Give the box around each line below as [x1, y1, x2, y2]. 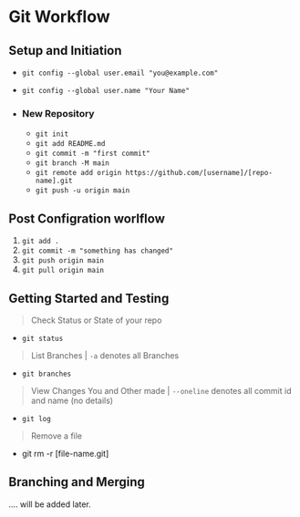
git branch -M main [35, 159, 110, 168]
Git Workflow [8, 6, 110, 27]
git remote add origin [35, 169, 122, 178]
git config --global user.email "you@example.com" [21, 68, 219, 78]
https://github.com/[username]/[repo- [125, 169, 273, 178]
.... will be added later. [8, 499, 92, 510]
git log [21, 414, 51, 423]
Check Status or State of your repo [30, 315, 162, 326]
